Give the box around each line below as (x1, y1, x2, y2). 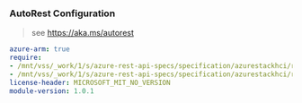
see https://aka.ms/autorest (31, 28, 135, 39)
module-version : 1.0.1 (9, 86, 94, 96)
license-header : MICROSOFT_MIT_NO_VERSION (9, 78, 171, 87)
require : (9, 53, 42, 63)
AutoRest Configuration (9, 7, 116, 20)
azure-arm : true (9, 45, 70, 54)
